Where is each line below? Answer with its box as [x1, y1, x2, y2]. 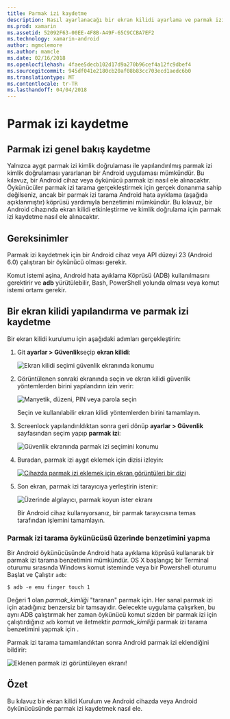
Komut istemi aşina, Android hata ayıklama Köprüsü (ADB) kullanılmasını [7, 271, 210, 279]
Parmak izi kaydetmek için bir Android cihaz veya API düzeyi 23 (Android [7, 250, 212, 259]
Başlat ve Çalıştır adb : [7, 571, 67, 579]
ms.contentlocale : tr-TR [7, 80, 78, 87]
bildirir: [7, 646, 27, 654]
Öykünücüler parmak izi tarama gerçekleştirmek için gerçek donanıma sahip [7, 183, 222, 192]
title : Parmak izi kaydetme [7, 10, 88, 17]
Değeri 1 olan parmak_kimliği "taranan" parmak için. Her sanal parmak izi [7, 596, 214, 604]
